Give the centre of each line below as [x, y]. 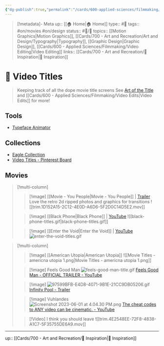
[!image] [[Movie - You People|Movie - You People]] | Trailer [90, 196]
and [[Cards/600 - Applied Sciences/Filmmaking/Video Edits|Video [84, 95]
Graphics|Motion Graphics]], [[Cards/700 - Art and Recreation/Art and [87, 36]
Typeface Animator [31, 128]
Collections [23, 143]
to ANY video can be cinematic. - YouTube [72, 309]
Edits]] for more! [33, 100]
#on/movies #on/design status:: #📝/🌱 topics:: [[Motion [72, 31]
